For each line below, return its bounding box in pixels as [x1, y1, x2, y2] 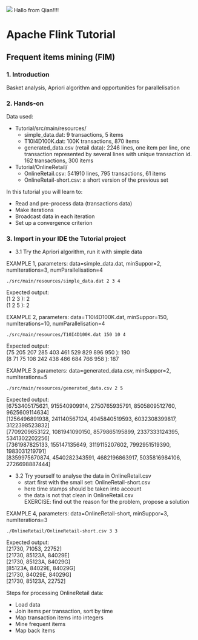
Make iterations [15, 207, 54, 214]
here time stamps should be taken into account [24, 485, 142, 492]
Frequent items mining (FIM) [6, 52, 116, 62]
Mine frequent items [15, 621, 66, 628]
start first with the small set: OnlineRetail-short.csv [24, 479, 151, 486]
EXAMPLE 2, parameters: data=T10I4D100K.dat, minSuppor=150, [6, 314, 168, 321]
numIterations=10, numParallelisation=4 [6, 320, 105, 328]
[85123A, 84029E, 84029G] [6, 565, 76, 572]
